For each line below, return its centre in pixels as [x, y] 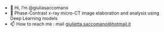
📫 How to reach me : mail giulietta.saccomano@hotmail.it [70, 24]
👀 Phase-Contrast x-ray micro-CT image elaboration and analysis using [85, 13]
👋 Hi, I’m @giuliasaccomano [39, 8]
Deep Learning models [34, 18]
